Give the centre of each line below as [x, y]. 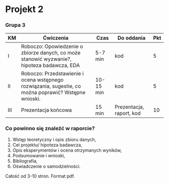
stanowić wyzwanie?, [46, 59]
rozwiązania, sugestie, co [51, 86]
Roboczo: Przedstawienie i [52, 74]
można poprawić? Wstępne [53, 93]
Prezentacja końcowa [46, 110]
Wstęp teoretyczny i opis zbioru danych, [54, 139]
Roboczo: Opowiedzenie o [52, 46]
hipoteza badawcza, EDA [50, 66]
